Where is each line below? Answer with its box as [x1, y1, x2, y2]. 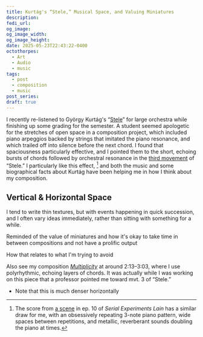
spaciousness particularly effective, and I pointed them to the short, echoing [6, 148, 196, 155]
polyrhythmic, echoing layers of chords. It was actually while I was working [6, 269, 193, 276]
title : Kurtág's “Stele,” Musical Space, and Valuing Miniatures [6, 8, 174, 15]
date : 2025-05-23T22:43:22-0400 [6, 43, 88, 49]
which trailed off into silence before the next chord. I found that [6, 141, 164, 148]
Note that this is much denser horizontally [14, 287, 120, 295]
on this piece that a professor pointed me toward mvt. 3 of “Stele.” [6, 276, 171, 283]
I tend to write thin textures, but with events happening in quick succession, [6, 209, 195, 216]
